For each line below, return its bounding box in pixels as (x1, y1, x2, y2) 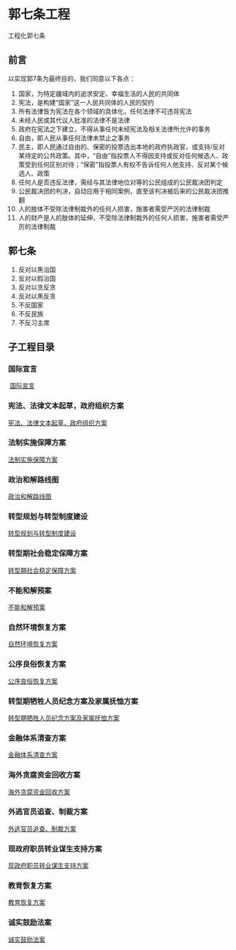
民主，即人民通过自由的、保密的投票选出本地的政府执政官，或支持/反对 (18, 142, 225, 151)
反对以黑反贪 (18, 291, 56, 300)
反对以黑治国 (18, 265, 56, 274)
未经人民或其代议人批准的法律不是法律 (18, 116, 130, 124)
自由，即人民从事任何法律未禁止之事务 (18, 133, 130, 142)
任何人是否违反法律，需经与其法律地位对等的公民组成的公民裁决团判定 (18, 178, 223, 186)
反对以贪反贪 (18, 283, 56, 291)
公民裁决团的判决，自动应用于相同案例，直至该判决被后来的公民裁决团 (18, 186, 223, 195)
